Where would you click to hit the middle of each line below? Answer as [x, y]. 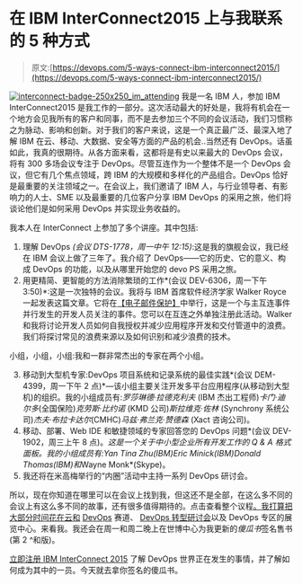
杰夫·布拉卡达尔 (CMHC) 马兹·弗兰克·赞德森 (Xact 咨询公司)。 [144, 420]
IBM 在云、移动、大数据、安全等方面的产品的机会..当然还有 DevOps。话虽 [156, 141]
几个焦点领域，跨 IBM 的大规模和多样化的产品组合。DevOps [159, 174]
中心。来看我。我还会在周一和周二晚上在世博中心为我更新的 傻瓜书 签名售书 [155, 528]
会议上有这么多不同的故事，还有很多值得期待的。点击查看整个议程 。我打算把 [151, 506]
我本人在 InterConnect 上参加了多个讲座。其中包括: [104, 227]
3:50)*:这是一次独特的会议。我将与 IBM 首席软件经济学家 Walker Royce [154, 291]
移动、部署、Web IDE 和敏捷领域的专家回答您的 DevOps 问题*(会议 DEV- [157, 430]
